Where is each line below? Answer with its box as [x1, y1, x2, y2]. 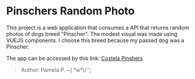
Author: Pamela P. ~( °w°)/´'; [20, 66, 92, 73]
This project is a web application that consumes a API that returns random [6, 24, 190, 31]
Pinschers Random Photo [6, 4, 135, 18]
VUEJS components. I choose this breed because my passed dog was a [6, 37, 185, 44]
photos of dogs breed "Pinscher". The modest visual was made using [6, 30, 178, 37]
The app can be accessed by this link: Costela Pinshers [6, 54, 143, 62]
